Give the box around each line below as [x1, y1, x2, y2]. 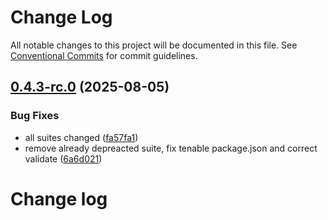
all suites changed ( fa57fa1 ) [24, 131, 139, 143]
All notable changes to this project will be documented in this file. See [10, 39, 298, 51]
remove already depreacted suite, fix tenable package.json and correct [24, 142, 318, 154]
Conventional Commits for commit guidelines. [10, 49, 198, 61]
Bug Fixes [10, 109, 60, 123]
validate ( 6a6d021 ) [24, 152, 103, 165]
